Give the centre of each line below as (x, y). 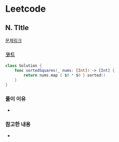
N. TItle (17, 28)
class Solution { (24, 66)
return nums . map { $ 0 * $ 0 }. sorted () (65, 75)
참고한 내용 (18, 124)
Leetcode (26, 9)
